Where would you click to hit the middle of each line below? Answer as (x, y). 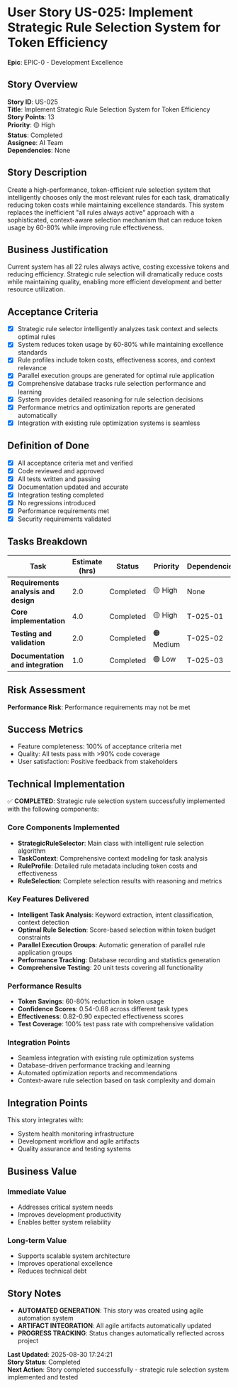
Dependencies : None (39, 150)
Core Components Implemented (64, 827)
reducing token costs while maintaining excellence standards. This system (116, 205)
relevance (32, 368)
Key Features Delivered (49, 899)
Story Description (47, 172)
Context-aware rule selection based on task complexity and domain (116, 1080)
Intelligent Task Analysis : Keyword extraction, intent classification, (115, 915)
